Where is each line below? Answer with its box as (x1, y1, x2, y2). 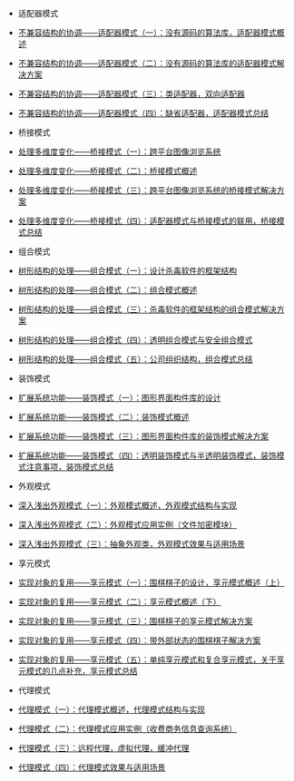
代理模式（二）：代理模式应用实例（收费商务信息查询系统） (17, 724, 238, 734)
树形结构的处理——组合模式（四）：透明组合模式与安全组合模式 (17, 335, 253, 345)
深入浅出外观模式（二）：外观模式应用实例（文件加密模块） (17, 520, 238, 530)
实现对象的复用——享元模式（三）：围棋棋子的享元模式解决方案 (17, 616, 253, 626)
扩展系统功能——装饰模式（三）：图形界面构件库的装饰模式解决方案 (17, 431, 269, 442)
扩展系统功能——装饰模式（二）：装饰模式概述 (17, 412, 190, 422)
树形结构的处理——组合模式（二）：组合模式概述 (17, 285, 198, 295)
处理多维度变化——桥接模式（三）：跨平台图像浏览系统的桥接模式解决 (17, 185, 277, 195)
